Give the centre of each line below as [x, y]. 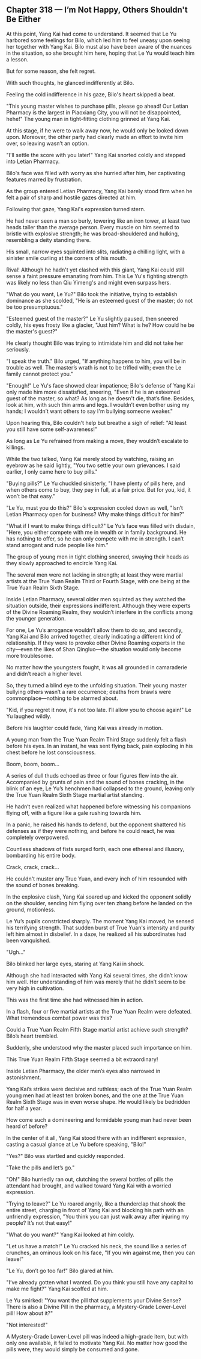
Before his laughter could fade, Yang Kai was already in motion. [85, 728]
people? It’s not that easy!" [39, 1223]
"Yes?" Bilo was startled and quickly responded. [66, 1156]
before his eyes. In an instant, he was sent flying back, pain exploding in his [100, 746]
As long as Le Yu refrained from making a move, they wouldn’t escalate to [97, 441]
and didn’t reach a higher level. [44, 673]
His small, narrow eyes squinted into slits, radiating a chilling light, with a [95, 252]
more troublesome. [30, 655]
